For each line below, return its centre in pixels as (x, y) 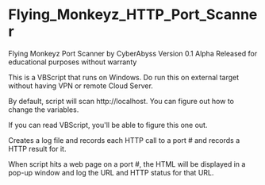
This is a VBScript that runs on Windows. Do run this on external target (124, 77)
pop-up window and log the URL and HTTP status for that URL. (111, 172)
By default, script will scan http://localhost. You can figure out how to (121, 101)
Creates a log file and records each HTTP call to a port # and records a (124, 140)
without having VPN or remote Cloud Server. (81, 86)
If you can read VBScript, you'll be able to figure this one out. (108, 125)
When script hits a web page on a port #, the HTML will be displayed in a (127, 164)
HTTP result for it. (37, 148)
